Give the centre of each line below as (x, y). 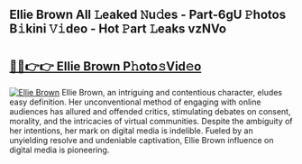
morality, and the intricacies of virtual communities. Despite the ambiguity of (151, 121)
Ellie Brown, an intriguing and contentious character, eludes (172, 92)
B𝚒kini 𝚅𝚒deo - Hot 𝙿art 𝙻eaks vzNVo (118, 29)
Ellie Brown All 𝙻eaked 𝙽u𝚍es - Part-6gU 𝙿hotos (148, 15)
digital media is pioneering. (59, 150)
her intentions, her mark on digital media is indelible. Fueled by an (132, 131)
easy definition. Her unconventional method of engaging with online (135, 102)
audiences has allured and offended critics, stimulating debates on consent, (150, 111)
